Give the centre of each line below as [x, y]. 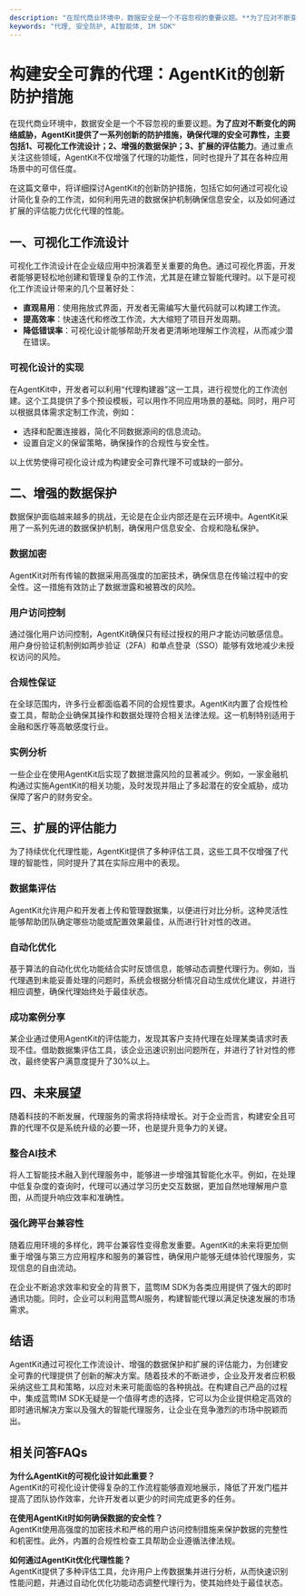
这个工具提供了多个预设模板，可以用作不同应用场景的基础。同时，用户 [156, 400]
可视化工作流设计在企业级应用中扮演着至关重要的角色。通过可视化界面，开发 [152, 266]
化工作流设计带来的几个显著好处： [73, 289]
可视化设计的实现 [47, 368]
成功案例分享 [38, 1017]
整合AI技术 [33, 1153]
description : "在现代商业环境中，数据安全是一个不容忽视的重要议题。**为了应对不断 [150, 18]
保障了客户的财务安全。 [53, 796]
